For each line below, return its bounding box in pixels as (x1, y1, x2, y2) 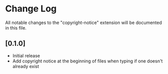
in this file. (5, 24, 27, 30)
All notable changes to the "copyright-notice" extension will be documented (5, 19, 162, 25)
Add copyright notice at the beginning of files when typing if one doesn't (12, 58, 163, 64)
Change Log (5, 3, 57, 14)
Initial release (12, 52, 40, 58)
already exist (12, 63, 39, 69)
